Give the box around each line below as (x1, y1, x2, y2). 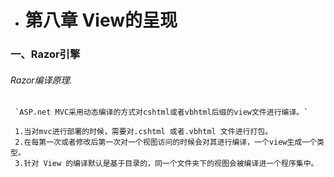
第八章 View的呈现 (24, 9, 178, 32)
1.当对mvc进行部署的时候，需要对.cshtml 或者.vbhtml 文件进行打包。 (14, 127, 273, 137)
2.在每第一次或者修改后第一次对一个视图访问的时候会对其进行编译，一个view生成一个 (14, 137, 318, 148)
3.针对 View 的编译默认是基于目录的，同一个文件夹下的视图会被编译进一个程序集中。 (14, 159, 319, 169)
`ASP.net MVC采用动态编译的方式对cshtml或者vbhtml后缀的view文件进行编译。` (14, 107, 309, 118)
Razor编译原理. (10, 74, 73, 86)
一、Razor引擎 (10, 47, 81, 61)
